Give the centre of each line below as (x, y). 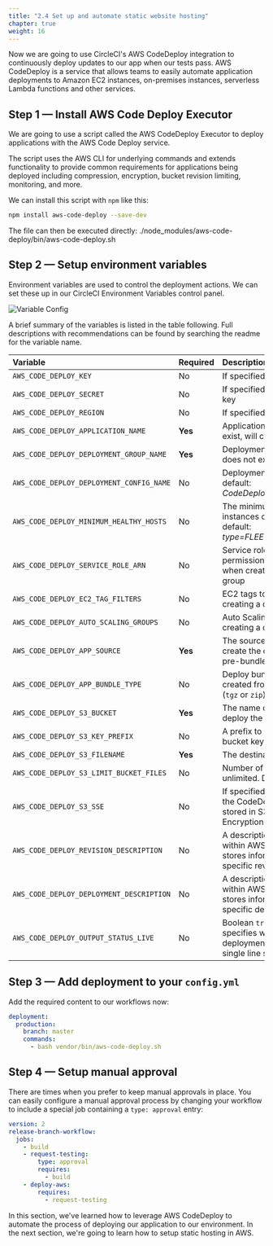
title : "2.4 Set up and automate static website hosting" (108, 16)
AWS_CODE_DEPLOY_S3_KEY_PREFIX (73, 736)
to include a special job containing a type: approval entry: (106, 1109)
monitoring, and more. (45, 185)
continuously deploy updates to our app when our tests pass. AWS (120, 63)
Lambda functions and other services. (72, 89)
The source (244, 640)
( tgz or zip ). (245, 695)
